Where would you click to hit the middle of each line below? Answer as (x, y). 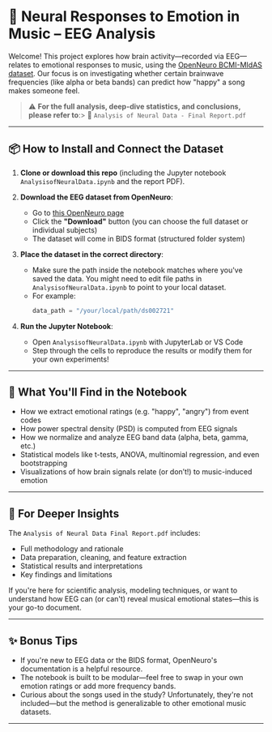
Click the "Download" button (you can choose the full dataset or (140, 221)
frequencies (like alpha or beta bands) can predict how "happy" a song (127, 82)
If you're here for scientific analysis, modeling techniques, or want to (123, 590)
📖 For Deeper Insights (64, 514)
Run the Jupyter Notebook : (66, 326)
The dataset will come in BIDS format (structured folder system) (138, 238)
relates (20, 65)
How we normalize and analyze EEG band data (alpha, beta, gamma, (134, 438)
